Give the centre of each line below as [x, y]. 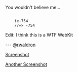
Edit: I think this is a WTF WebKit [39, 35]
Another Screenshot [26, 64]
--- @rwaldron [21, 45]
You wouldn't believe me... [33, 7]
